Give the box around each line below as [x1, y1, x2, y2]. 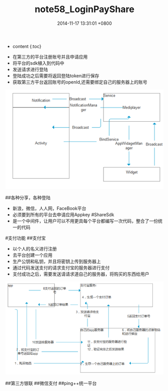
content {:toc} [12, 43, 42, 49]
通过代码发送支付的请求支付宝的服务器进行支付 [12, 264, 110, 271]
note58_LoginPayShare [34, 4, 135, 15]
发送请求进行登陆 [12, 66, 48, 72]
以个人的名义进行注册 [12, 246, 57, 252]
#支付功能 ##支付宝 [5, 235, 46, 241]
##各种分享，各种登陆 [5, 194, 51, 201]
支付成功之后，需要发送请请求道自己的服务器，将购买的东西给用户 [12, 271, 149, 277]
